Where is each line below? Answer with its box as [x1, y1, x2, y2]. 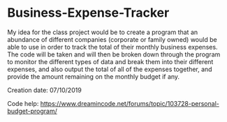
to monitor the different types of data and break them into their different [7, 57, 214, 66]
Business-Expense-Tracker [7, 5, 170, 21]
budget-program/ [7, 107, 57, 115]
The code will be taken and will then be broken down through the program [7, 50, 221, 59]
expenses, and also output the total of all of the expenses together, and [7, 65, 212, 73]
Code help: [7, 99, 39, 107]
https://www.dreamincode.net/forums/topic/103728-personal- [40, 99, 220, 107]
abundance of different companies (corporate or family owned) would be [7, 35, 218, 43]
